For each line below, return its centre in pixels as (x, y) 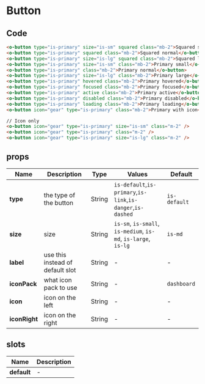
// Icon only (23, 121)
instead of (58, 262)
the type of (59, 195)
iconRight (24, 319)
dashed (123, 214)
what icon (58, 280)
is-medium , (129, 231)
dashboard (181, 284)
